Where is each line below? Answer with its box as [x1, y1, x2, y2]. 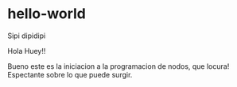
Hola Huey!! [7, 46, 46, 55]
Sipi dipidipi [7, 31, 46, 40]
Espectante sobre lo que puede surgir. [7, 70, 133, 79]
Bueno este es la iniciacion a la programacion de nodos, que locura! [7, 61, 230, 71]
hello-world [7, 5, 87, 23]
